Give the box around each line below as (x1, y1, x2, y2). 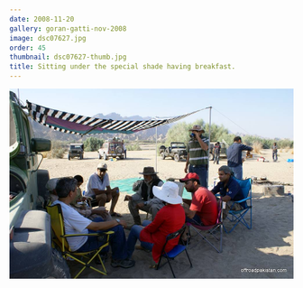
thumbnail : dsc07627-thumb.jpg (9, 52, 127, 62)
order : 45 (9, 43, 47, 52)
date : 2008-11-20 (9, 14, 75, 23)
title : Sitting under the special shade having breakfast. (9, 62, 236, 71)
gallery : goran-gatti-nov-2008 (9, 23, 127, 33)
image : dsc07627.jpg (9, 33, 87, 42)
